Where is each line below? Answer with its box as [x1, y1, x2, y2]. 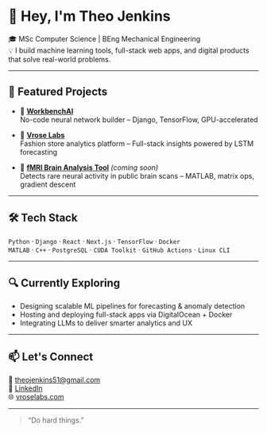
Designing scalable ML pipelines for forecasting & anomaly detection [19, 301, 246, 311]
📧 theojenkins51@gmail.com [8, 375, 101, 385]
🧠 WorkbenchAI [19, 106, 74, 116]
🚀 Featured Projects [8, 85, 108, 99]
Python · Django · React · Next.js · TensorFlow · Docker [8, 236, 180, 246]
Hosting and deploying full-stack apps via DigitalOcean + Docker [19, 310, 233, 320]
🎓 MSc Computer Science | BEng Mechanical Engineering [8, 33, 201, 43]
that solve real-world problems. [8, 54, 111, 64]
